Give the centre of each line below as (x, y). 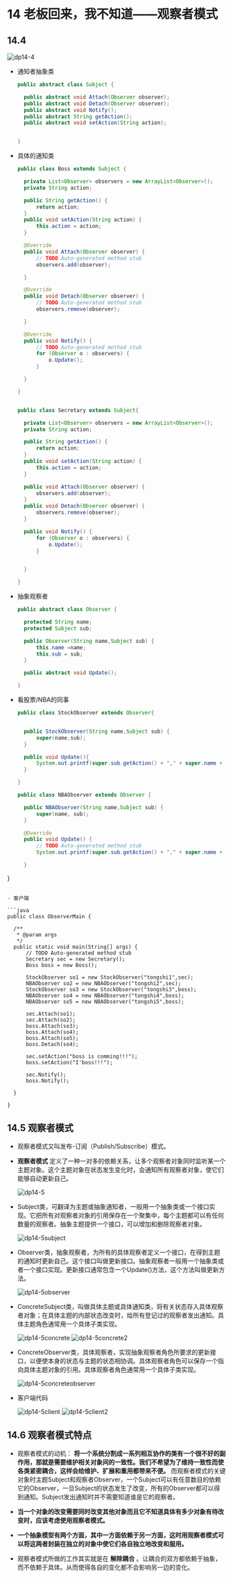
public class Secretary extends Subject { (78, 410)
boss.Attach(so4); (52, 1032)
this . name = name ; (61, 647)
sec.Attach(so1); (51, 1014)
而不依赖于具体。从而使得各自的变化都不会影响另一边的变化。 (105, 1567)
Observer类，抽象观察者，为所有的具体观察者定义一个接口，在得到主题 (119, 1252)
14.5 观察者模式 (41, 1128)
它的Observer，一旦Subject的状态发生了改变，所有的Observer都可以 (115, 1488)
